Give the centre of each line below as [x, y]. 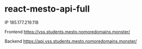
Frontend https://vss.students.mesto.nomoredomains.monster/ [67, 32]
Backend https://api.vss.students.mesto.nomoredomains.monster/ [71, 41]
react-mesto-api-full [47, 9]
